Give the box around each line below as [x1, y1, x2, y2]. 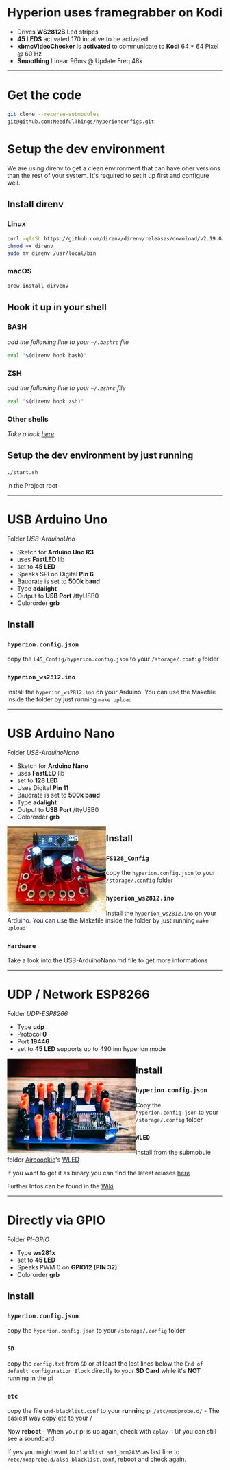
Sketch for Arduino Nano [16, 761, 89, 770]
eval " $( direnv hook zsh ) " [7, 398, 84, 405]
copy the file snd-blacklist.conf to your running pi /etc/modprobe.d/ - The [7, 1407, 220, 1415]
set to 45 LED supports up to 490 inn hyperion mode [16, 1044, 166, 1052]
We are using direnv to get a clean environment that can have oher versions [7, 163, 221, 172]
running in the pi [7, 1374, 53, 1382]
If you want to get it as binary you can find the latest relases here [7, 1168, 190, 1177]
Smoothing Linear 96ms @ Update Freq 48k [16, 56, 143, 65]
